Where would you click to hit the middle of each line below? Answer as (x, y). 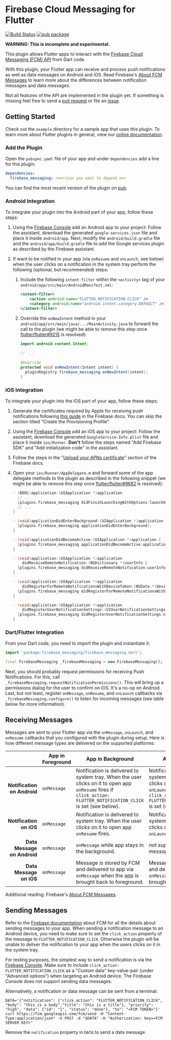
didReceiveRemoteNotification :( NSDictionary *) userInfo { (85, 563)
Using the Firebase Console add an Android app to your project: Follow (87, 227)
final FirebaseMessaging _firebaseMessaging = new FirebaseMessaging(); (84, 662)
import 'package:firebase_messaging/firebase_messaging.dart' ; (74, 653)
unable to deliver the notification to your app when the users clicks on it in (83, 944)
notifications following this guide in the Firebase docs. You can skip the (87, 416)
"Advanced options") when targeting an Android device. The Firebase (78, 976)
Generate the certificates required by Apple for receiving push (78, 411)
